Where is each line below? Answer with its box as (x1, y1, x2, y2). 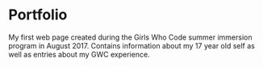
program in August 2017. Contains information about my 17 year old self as (8, 40, 256, 50)
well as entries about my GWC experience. (8, 49, 151, 59)
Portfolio (8, 6, 68, 24)
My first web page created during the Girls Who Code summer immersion (8, 32, 253, 42)
